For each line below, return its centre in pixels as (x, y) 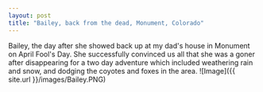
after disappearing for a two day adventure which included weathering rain (131, 62)
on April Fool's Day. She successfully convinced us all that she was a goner (132, 54)
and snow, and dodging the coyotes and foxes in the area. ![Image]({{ (122, 71)
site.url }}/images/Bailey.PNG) (57, 79)
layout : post (30, 15)
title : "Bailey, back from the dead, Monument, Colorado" (106, 23)
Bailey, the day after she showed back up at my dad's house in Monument (129, 45)
